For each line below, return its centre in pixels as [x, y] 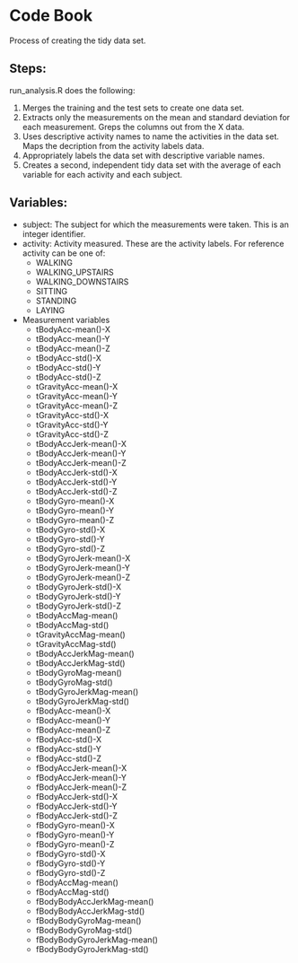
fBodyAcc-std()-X [69, 739]
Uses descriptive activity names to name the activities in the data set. [151, 136]
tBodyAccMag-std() [72, 625]
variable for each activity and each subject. [102, 174]
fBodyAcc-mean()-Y [73, 720]
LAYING [50, 310]
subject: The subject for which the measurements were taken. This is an [155, 224]
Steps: [28, 69]
